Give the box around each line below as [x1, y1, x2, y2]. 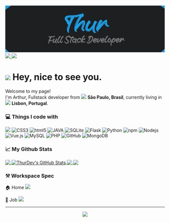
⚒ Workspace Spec [5, 172, 54, 179]
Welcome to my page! [5, 88, 51, 94]
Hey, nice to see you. [12, 71, 102, 83]
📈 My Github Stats [5, 145, 53, 152]
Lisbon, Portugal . [11, 100, 49, 106]
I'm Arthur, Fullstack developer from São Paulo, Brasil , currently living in [5, 94, 162, 100]
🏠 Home [5, 184, 24, 191]
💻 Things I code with [5, 113, 58, 120]
